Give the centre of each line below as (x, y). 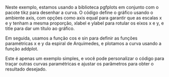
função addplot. (22, 49)
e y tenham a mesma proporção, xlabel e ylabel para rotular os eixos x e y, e (85, 23)
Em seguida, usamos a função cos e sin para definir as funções (71, 38)
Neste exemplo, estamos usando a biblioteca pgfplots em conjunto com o (82, 7)
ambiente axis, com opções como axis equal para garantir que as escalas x (83, 18)
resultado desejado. (26, 69)
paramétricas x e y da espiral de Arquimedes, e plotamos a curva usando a (83, 43)
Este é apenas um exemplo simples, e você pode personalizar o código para (85, 58)
